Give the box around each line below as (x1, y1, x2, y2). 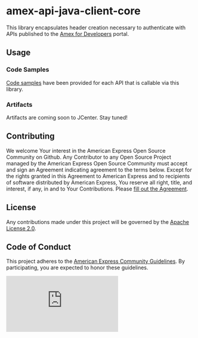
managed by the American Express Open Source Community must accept (6, 159, 188, 167)
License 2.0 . (6, 225, 36, 232)
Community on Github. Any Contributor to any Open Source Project (6, 153, 172, 161)
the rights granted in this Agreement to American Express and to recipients (6, 172, 190, 180)
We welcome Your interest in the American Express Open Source (6, 147, 166, 154)
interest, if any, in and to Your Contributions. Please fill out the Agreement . (6, 185, 188, 192)
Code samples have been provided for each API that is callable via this (6, 79, 180, 86)
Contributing (6, 131, 55, 142)
